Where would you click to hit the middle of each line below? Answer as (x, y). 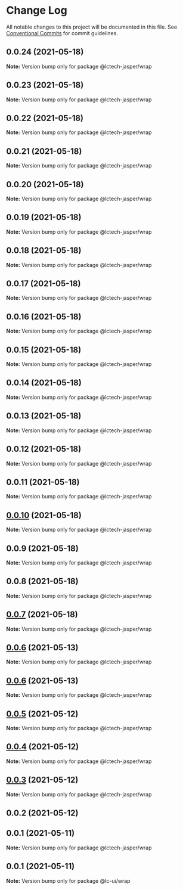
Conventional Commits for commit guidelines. (62, 33)
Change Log (37, 10)
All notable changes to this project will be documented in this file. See (92, 27)
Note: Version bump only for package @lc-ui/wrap (68, 880)
